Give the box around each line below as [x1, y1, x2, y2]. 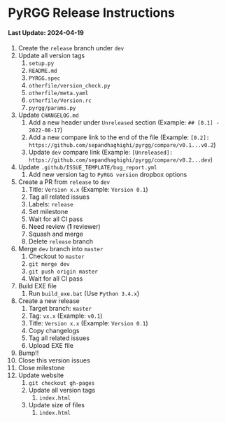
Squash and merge [28, 230, 83, 239]
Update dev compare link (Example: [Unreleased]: [28, 148, 174, 157]
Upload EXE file [28, 342, 74, 350]
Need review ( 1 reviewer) [28, 223, 101, 231]
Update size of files [28, 401, 85, 409]
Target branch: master [28, 304, 92, 313]
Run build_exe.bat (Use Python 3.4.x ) [28, 289, 140, 298]
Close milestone [17, 364, 65, 372]
